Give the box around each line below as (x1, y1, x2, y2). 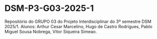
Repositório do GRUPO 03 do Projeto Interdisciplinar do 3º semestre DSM (4, 19, 152, 24)
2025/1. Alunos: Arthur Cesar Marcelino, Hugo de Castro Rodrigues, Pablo (4, 23, 153, 29)
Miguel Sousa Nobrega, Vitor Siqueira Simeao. (4, 29, 97, 34)
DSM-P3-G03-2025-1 (4, 3, 94, 14)
